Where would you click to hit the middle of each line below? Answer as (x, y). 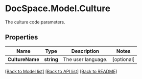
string (51, 59)
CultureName (24, 59)
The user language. (85, 59)
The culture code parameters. (35, 22)
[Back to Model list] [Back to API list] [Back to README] (61, 71)
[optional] (124, 59)
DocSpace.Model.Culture (58, 9)
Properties (22, 37)
